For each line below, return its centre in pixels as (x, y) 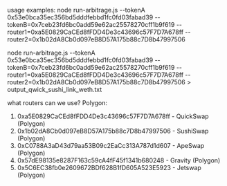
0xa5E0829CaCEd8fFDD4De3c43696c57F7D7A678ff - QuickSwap (113, 116)
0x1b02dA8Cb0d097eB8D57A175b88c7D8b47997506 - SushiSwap (113, 131)
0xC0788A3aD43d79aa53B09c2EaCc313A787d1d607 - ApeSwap (111, 146)
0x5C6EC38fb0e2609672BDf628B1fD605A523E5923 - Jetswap (109, 168)
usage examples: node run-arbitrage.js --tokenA (76, 10)
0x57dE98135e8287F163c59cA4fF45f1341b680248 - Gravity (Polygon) (119, 160)
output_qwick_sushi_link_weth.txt (55, 90)
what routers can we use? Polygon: (57, 103)
